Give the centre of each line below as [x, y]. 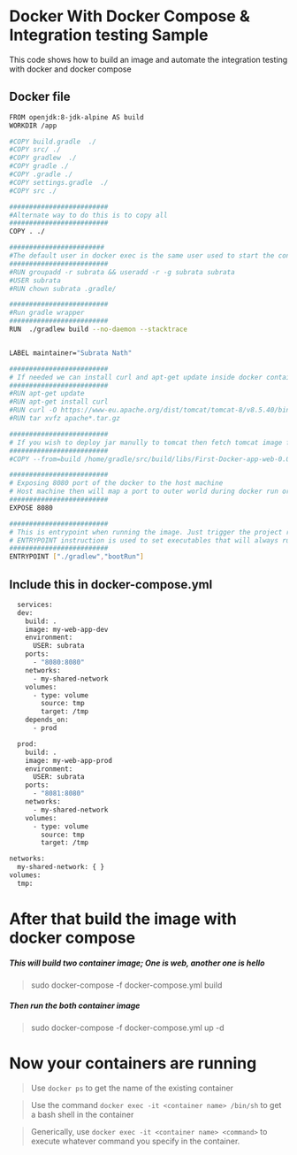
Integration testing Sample [109, 35]
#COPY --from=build [45, 459]
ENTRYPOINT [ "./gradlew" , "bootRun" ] [76, 557]
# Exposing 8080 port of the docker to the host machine [116, 483]
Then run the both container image [75, 1005]
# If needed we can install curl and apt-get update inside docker [136, 377]
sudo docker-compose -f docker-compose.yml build [126, 985]
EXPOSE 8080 [31, 508]
